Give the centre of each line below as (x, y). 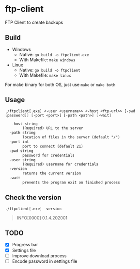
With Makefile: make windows (47, 60)
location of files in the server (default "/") (71, 137)
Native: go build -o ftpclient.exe (54, 54)
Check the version (33, 198)
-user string (23, 160)
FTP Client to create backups (34, 22)
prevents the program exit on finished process (71, 182)
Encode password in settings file (45, 261)
